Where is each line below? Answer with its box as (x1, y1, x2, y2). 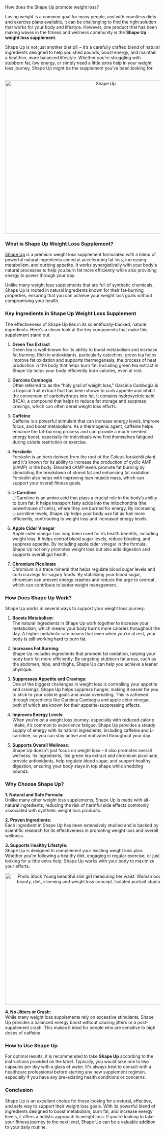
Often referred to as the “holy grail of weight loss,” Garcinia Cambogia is (12, 382, 159, 388)
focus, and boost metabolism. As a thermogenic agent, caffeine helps (12, 423, 153, 429)
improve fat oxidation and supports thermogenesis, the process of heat (12, 357, 157, 363)
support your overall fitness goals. (12, 480, 82, 486)
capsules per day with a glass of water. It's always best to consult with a (5, 1064, 151, 1070)
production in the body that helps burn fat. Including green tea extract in (12, 362, 159, 368)
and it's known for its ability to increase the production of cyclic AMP (12, 459, 152, 465)
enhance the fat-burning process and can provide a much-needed (12, 428, 147, 434)
